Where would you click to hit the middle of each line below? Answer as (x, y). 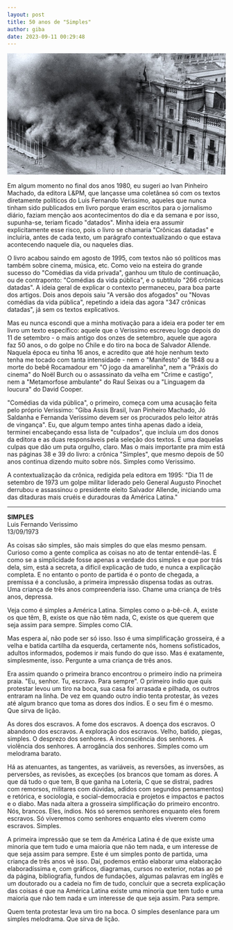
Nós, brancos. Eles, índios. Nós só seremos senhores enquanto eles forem (114, 811)
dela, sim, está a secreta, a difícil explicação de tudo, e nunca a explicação (114, 568)
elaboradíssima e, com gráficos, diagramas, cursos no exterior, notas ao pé (115, 869)
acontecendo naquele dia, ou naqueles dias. (70, 245)
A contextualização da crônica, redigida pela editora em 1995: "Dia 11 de (110, 475)
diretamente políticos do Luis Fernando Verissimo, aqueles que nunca (107, 200)
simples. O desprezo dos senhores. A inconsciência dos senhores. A (105, 739)
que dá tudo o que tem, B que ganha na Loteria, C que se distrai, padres (110, 782)
